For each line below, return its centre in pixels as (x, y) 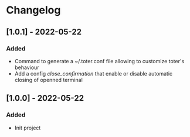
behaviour (27, 67)
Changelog (33, 10)
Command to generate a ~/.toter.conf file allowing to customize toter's (99, 61)
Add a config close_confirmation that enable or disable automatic (94, 73)
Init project (28, 128)
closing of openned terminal (49, 80)
